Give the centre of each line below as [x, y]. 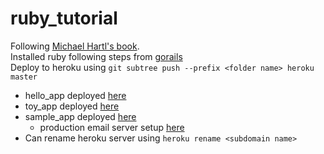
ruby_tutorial [64, 18]
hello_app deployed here [75, 95]
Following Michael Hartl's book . [75, 46]
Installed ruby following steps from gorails [96, 56]
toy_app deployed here [72, 106]
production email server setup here [112, 127]
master [24, 77]
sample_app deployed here [80, 116]
